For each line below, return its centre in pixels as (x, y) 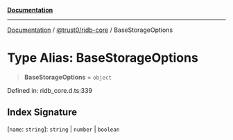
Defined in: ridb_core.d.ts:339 (50, 90)
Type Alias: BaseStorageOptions (103, 58)
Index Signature (42, 113)
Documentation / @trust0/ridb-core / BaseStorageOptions (90, 30)
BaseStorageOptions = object (68, 77)
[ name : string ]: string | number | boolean (63, 129)
